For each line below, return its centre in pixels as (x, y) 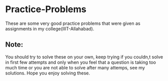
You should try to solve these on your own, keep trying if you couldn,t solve (84, 57)
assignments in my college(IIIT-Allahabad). (50, 28)
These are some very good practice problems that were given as (73, 23)
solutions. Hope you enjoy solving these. (48, 73)
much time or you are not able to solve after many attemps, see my (75, 67)
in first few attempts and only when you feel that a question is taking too (81, 62)
